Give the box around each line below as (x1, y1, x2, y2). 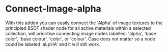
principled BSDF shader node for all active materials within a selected (5, 25, 151, 31)
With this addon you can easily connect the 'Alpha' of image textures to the (5, 20, 163, 26)
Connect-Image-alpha (5, 3, 102, 15)
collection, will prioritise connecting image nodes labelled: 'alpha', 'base (5, 30, 156, 36)
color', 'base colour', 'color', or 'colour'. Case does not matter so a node (5, 36, 155, 42)
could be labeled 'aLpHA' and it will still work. (5, 41, 100, 47)
